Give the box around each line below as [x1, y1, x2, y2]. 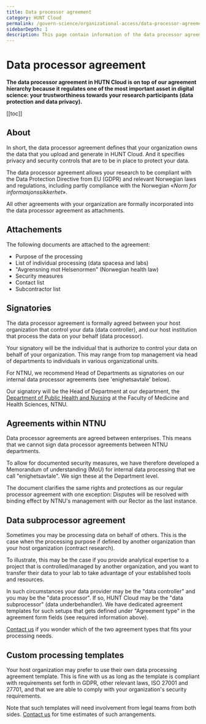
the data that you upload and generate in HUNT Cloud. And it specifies [6, 150, 185, 158]
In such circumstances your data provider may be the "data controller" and [6, 588, 196, 595]
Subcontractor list [15, 285, 61, 292]
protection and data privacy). [6, 98, 83, 105]
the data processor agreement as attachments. [6, 207, 125, 214]
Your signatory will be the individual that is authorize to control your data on [6, 344, 197, 351]
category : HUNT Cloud [6, 15, 62, 21]
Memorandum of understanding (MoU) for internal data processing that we [6, 466, 196, 473]
